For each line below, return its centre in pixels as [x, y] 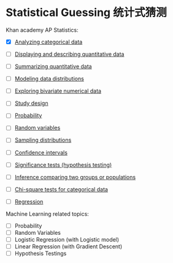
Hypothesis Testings [40, 253]
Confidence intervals [41, 152]
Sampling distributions [43, 140]
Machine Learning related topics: [48, 214]
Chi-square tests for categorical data [61, 189]
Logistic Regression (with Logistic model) [67, 239]
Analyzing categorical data [48, 42]
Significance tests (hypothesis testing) [63, 165]
